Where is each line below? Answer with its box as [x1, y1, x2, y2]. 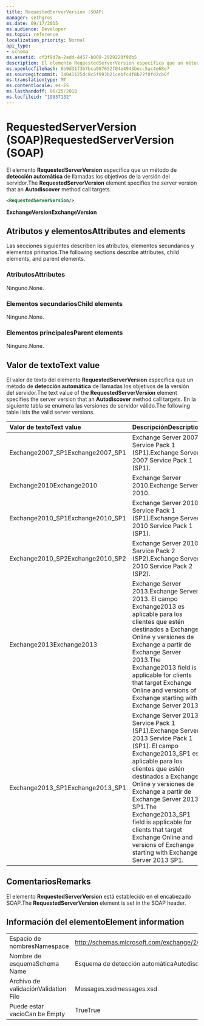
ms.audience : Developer [6, 26, 67, 32]
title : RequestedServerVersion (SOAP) [6, 9, 104, 15]
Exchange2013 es [132, 603, 185, 611]
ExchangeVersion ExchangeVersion [6, 208, 97, 216]
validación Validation [9, 985, 67, 993]
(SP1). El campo [132, 741, 179, 750]
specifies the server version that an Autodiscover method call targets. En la [6, 395, 196, 403]
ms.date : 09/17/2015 [6, 20, 59, 26]
